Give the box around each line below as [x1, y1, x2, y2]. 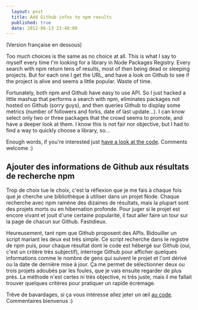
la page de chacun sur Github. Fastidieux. [6, 218, 107, 225]
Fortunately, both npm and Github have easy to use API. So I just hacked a [6, 89, 186, 96]
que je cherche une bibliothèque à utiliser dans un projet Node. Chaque [6, 193, 180, 200]
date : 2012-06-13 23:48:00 [11, 25, 78, 31]
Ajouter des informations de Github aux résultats [6, 162, 190, 172]
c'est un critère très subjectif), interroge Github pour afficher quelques [6, 249, 177, 256]
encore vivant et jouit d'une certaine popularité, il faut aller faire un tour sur [6, 212, 189, 219]
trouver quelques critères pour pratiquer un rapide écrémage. [6, 280, 156, 287]
